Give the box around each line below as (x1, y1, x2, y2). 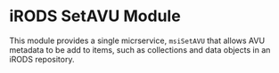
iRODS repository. (9, 54, 75, 64)
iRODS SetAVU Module (9, 6, 181, 26)
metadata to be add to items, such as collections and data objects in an (9, 44, 271, 55)
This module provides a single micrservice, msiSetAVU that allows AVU (9, 35, 266, 46)
